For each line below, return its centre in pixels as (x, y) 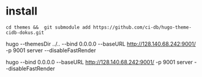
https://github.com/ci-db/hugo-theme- (142, 27)
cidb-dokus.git (25, 32)
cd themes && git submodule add (48, 27)
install (22, 11)
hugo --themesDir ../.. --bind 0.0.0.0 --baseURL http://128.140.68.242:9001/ (101, 44)
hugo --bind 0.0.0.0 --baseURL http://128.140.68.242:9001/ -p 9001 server (99, 62)
